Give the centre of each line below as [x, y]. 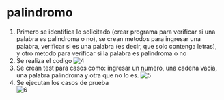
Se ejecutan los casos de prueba [62, 82]
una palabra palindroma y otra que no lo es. [78, 75]
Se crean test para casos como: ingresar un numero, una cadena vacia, [117, 68]
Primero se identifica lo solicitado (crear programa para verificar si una [116, 32]
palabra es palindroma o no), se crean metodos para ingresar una [108, 38]
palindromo [40, 13]
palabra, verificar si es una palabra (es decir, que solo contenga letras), [116, 46]
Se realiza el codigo [44, 60]
